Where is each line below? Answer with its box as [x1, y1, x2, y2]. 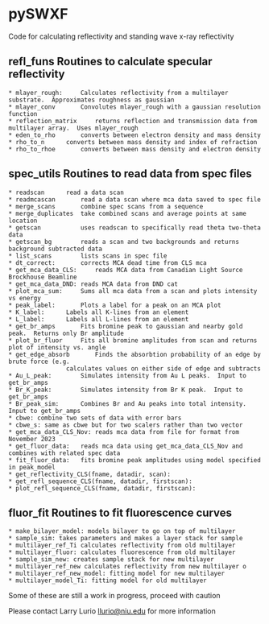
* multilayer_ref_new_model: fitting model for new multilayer [8, 569, 226, 578]
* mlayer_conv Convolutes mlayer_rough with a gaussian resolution [8, 102, 262, 111]
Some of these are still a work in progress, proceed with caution [8, 591, 221, 601]
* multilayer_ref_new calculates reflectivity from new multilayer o [8, 563, 247, 571]
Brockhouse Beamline [8, 273, 78, 281]
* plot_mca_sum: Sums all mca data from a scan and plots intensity [8, 287, 258, 295]
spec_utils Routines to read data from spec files [8, 167, 252, 181]
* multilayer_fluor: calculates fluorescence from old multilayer [8, 548, 236, 556]
